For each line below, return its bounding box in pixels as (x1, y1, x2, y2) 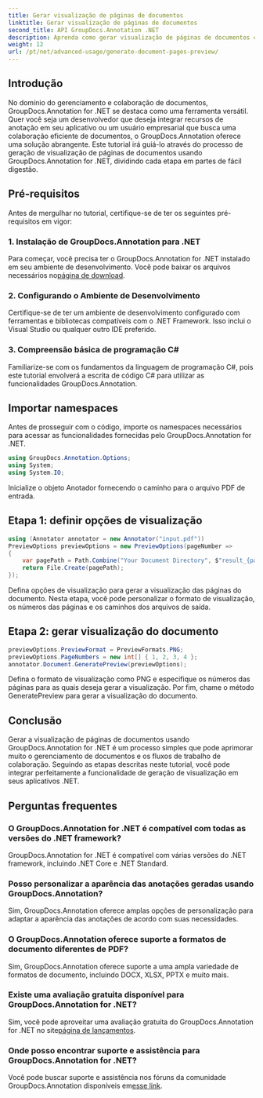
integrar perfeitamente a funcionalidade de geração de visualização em (8, 768, 239, 778)
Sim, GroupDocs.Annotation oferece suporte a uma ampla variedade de (8, 961, 239, 971)
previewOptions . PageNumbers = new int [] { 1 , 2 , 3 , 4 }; (8, 653, 198, 661)
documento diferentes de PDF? (8, 943, 129, 954)
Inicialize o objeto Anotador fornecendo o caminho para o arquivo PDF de (8, 483, 246, 492)
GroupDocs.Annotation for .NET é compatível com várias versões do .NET (8, 850, 247, 859)
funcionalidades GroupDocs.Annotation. (8, 378, 138, 388)
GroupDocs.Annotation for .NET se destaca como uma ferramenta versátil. (8, 106, 249, 115)
